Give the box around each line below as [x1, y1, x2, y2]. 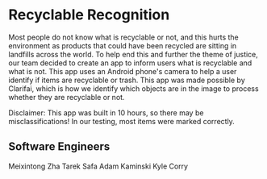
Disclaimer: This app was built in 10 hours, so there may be [8, 107, 204, 118]
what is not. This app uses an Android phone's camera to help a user [8, 66, 237, 76]
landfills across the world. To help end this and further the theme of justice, [8, 49, 258, 59]
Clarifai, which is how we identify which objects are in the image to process [8, 83, 260, 94]
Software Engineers [8, 139, 111, 154]
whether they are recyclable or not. [8, 92, 125, 102]
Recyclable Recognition [8, 6, 170, 24]
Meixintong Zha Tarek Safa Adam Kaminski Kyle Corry [8, 161, 188, 171]
